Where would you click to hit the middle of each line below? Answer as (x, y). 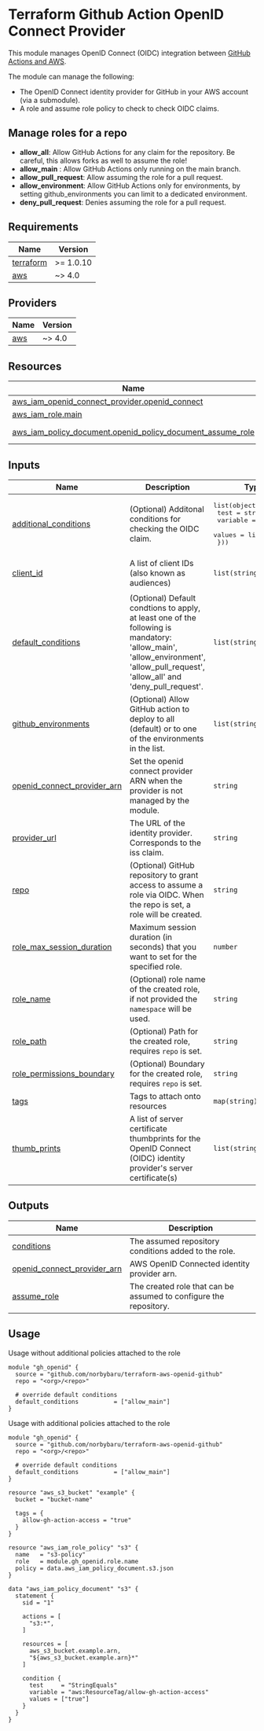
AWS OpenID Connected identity (189, 1263)
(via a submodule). (50, 100)
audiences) (150, 583)
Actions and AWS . (37, 61)
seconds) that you (163, 947)
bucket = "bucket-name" (54, 1499)
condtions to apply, (165, 608)
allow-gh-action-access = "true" (77, 1520)
